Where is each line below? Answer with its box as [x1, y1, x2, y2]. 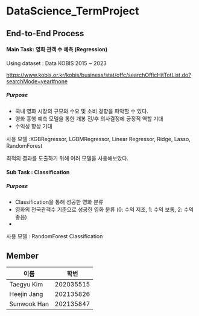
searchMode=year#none [6, 77, 68, 85]
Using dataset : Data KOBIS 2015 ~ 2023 [6, 59, 107, 67]
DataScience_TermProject [6, 4, 139, 18]
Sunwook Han [9, 300, 49, 308]
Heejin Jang [9, 290, 43, 299]
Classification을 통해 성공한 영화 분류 [14, 198, 104, 206]
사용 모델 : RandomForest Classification [6, 233, 103, 240]
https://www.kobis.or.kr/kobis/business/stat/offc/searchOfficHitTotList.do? [6, 71, 191, 78]
